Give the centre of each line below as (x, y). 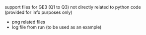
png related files (29, 22)
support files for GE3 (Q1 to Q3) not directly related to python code (73, 7)
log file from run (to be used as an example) (57, 27)
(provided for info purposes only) (38, 12)
